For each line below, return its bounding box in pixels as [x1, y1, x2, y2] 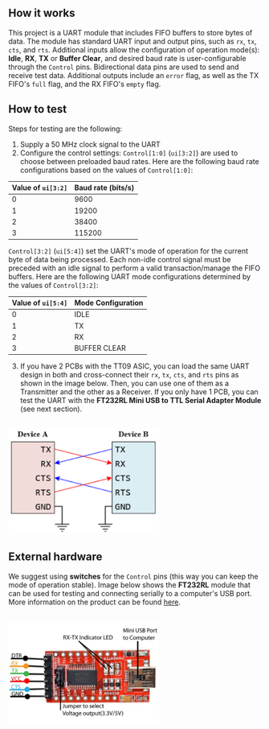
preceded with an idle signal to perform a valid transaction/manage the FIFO [8, 263, 261, 273]
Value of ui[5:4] [11, 298, 68, 308]
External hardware [8, 550, 103, 564]
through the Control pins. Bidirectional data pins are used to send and [8, 62, 239, 72]
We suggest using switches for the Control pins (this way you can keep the [8, 571, 259, 581]
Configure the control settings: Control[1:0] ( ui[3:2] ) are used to [19, 148, 238, 158]
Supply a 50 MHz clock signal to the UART [19, 139, 161, 149]
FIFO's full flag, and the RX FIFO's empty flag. [8, 79, 161, 89]
